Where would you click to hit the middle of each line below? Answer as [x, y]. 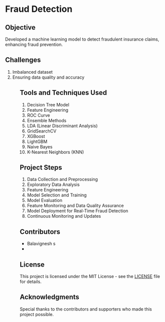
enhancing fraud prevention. [34, 45]
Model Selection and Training [57, 195]
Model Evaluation [45, 200]
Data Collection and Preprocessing [62, 180]
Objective [21, 27]
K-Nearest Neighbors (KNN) [55, 152]
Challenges [23, 60]
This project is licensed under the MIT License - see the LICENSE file [90, 276]
